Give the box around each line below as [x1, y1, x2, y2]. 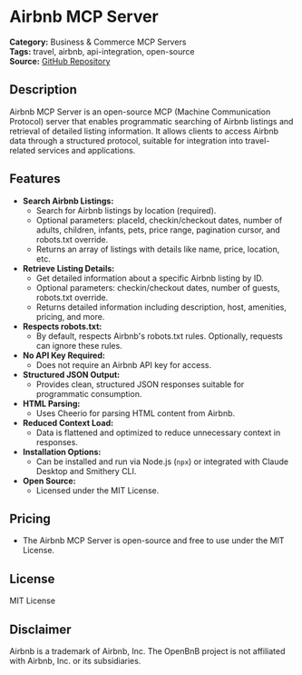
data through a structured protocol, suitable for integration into [9, 134, 243, 146]
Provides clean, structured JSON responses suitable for [35, 379, 245, 390]
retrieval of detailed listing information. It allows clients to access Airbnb [9, 125, 279, 136]
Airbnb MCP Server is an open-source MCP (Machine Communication [9, 106, 271, 117]
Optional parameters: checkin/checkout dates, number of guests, [35, 282, 280, 293]
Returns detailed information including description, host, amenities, [35, 302, 287, 313]
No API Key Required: [22, 350, 106, 361]
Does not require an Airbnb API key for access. [35, 359, 211, 370]
